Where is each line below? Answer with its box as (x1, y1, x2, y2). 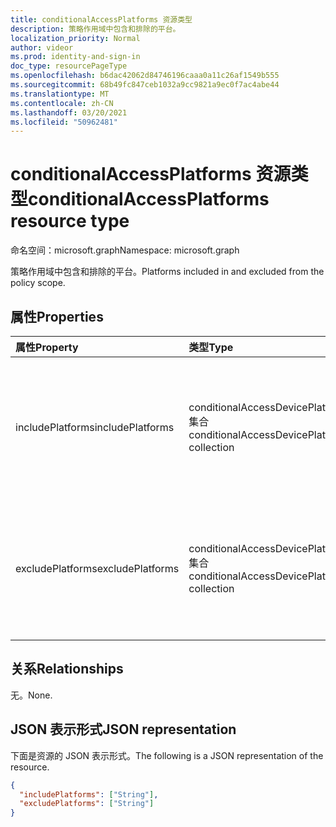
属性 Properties (10, 308, 104, 325)
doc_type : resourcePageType (10, 61, 128, 71)
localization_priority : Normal (10, 33, 141, 43)
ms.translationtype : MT (10, 89, 110, 99)
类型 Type (188, 341, 234, 354)
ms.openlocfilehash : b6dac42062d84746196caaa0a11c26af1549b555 (10, 71, 280, 81)
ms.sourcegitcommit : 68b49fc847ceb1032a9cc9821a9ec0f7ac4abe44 (10, 80, 280, 90)
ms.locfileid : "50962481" (10, 117, 118, 127)
